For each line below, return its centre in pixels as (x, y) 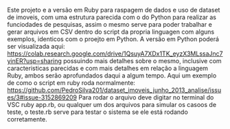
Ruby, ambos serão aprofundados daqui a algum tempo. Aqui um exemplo (112, 75)
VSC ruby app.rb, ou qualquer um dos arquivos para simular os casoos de (112, 105)
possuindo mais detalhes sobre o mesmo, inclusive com (142, 61)
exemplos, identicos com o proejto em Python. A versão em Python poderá (113, 39)
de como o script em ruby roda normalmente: (71, 83)
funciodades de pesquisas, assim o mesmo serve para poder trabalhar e (110, 24)
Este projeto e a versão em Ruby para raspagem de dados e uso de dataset (114, 10)
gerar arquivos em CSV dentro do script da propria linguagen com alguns (111, 32)
